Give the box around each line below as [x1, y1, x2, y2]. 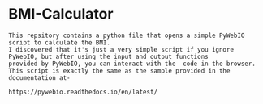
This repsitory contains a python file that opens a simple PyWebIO [8, 31, 245, 40]
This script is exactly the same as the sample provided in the [8, 66, 231, 75]
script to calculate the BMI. [8, 38, 111, 47]
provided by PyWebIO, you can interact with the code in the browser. [8, 60, 256, 68]
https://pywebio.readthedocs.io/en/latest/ [8, 88, 158, 96]
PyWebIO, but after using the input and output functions [8, 52, 209, 60]
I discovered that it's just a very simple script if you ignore [8, 45, 234, 53]
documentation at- [8, 73, 71, 81]
